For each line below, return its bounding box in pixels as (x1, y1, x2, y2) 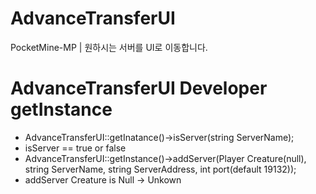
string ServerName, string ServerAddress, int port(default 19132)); (24, 163, 297, 175)
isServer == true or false (24, 142, 127, 154)
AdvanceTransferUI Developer (10, 77, 268, 100)
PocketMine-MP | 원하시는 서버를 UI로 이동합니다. (10, 41, 208, 53)
